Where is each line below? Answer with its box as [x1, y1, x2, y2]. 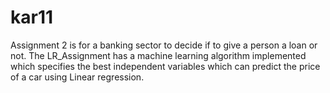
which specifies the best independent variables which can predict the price [10, 60, 321, 72]
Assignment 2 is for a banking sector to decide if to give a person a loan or [10, 39, 318, 51]
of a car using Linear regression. [10, 71, 145, 83]
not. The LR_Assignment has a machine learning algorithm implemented [10, 49, 307, 61]
